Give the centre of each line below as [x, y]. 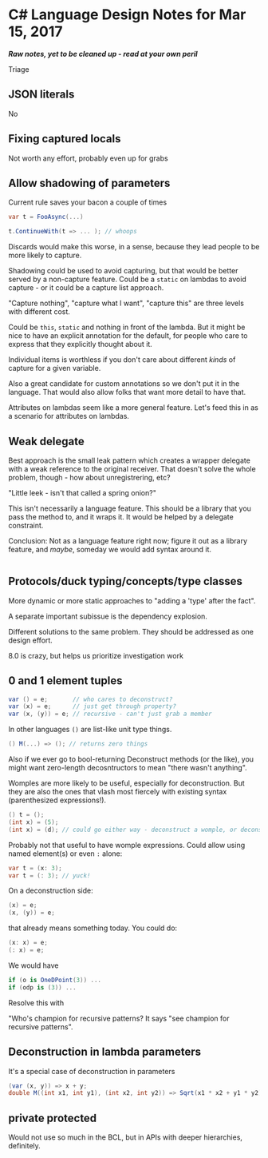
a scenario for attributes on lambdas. [69, 416]
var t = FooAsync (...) [46, 217]
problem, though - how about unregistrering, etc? [89, 477]
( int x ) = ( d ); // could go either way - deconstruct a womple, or [123, 830]
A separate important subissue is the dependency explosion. [108, 616]
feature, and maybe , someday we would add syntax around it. [110, 549]
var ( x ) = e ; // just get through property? [93, 706]
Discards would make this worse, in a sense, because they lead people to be [134, 247]
